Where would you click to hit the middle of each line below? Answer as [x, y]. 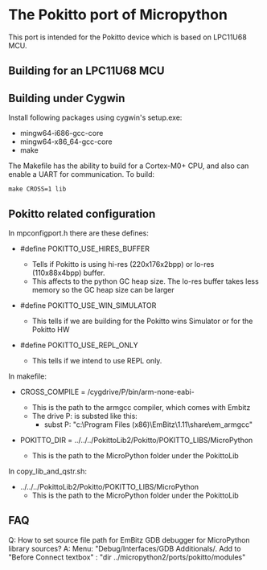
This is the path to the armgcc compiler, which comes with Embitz [141, 407]
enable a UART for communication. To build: [82, 174]
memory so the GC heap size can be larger [103, 289]
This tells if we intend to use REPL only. [97, 360]
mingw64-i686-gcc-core [62, 133]
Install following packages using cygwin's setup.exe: [95, 117]
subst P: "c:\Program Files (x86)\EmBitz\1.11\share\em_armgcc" [148, 424]
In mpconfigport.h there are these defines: [78, 233]
